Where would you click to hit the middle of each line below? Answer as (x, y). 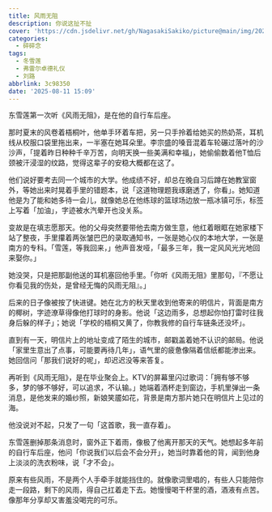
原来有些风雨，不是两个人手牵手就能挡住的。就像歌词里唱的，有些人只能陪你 (136, 480)
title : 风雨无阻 (33, 16)
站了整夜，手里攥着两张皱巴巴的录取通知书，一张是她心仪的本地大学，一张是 (136, 238)
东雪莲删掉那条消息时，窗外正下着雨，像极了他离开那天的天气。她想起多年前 (136, 442)
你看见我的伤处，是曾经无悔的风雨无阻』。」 (79, 285)
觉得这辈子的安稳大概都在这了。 (125, 163)
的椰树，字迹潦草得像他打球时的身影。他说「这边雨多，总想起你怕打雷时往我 (136, 313)
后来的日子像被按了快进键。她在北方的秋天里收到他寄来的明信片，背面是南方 (136, 303)
